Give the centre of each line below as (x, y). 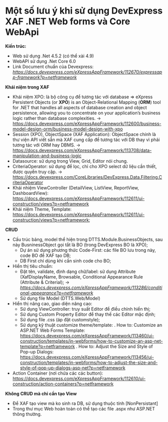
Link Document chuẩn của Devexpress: (53, 66)
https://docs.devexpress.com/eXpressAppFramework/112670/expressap (87, 72)
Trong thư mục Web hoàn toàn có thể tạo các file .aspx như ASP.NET (84, 408)
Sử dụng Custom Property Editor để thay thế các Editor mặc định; (88, 314)
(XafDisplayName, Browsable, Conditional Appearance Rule (81, 276)
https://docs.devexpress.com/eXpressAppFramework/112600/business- (87, 123)
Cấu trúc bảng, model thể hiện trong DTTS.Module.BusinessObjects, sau (88, 239)
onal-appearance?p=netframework (57, 293)
